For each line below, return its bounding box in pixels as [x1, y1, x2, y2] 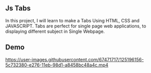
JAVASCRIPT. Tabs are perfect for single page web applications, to [5, 23, 146, 29]
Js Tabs [5, 4, 31, 13]
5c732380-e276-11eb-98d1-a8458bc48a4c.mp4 [5, 62, 109, 68]
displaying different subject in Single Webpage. [5, 28, 105, 34]
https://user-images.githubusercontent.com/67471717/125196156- [5, 56, 144, 62]
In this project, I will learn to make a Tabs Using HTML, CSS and [5, 17, 140, 23]
